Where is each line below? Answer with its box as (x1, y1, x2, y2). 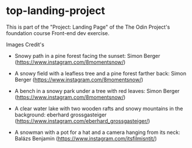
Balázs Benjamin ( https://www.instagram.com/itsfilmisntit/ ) (14, 135, 157, 142)
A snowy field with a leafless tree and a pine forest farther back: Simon (14, 70, 187, 77)
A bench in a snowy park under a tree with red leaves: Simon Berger (14, 87, 180, 94)
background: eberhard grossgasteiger (14, 111, 107, 118)
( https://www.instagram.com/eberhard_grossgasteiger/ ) (14, 117, 150, 124)
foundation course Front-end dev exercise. (6, 29, 110, 36)
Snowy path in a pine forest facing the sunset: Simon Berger (14, 52, 160, 59)
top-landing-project (6, 4, 106, 18)
